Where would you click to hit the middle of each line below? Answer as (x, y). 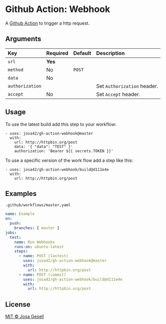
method (16, 70)
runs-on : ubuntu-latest (39, 247)
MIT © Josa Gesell (25, 316)
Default (82, 53)
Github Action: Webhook (58, 9)
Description (110, 53)
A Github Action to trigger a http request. (47, 23)
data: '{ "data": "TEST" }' (44, 147)
